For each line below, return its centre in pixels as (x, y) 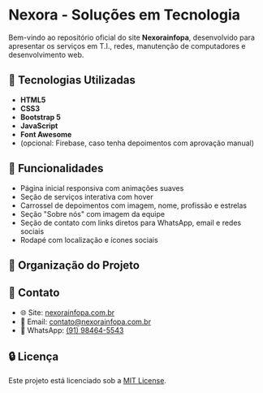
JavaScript (39, 125)
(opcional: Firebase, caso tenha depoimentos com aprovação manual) (137, 143)
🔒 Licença (34, 357)
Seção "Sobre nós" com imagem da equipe (92, 214)
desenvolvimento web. (46, 54)
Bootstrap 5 (40, 117)
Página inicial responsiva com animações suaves (102, 188)
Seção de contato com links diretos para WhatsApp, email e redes (131, 222)
